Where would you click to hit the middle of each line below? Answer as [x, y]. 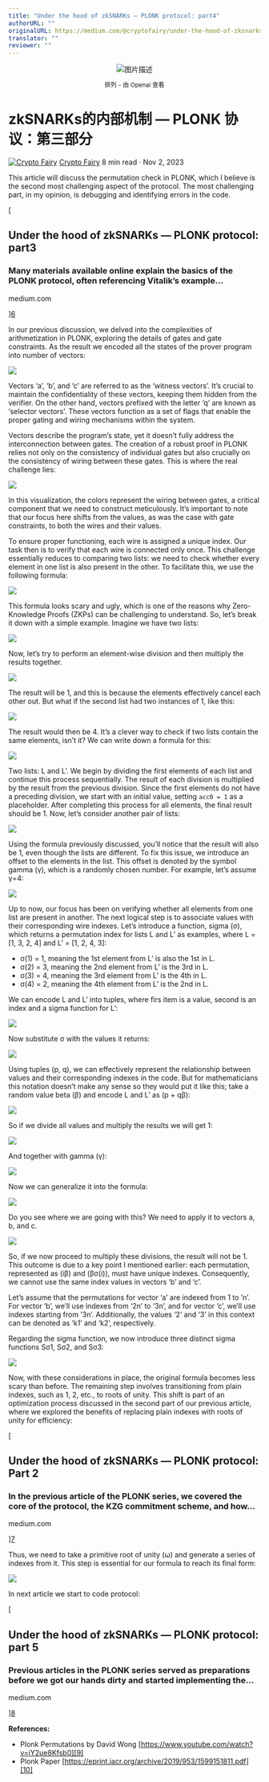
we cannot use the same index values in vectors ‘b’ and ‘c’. [105, 1281]
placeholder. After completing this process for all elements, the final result [130, 805]
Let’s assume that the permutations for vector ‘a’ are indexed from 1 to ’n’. [129, 1297]
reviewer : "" [30, 46]
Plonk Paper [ [42, 1761]
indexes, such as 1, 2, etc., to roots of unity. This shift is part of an [116, 1394]
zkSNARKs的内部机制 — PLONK [115, 119]
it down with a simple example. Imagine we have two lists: [104, 623]
